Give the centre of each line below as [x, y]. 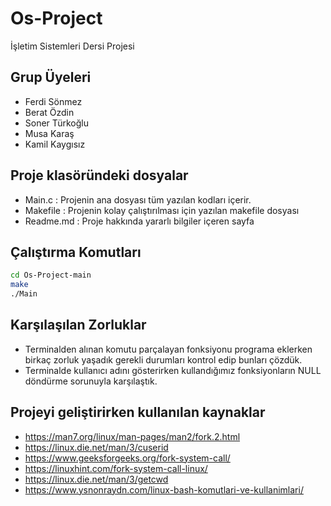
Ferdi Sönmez [53, 101]
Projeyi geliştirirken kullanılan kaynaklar [138, 412]
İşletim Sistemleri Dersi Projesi [72, 46]
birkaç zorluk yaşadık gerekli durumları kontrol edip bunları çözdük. [163, 359]
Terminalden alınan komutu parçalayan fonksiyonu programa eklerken [168, 349]
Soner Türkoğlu [56, 123]
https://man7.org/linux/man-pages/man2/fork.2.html [132, 436]
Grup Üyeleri [51, 77]
